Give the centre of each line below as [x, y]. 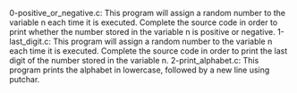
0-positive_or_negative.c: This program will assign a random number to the [148, 13]
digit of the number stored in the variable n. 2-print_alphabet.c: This [134, 60]
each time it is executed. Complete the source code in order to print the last [148, 51]
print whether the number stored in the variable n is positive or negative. [142, 32]
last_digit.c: [30, 41]
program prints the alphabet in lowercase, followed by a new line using [140, 70]
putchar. [25, 79]
